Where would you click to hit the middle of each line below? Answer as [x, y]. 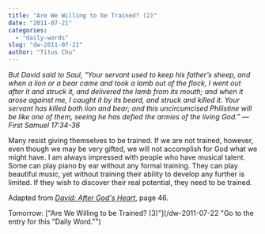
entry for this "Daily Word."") [55, 221]
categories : [28, 30]
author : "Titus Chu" [42, 52]
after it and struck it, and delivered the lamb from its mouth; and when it [126, 91]
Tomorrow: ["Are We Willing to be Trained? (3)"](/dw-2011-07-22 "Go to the [131, 213]
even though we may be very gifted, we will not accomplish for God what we [133, 149]
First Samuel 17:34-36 [44, 125]
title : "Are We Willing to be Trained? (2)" [83, 15]
